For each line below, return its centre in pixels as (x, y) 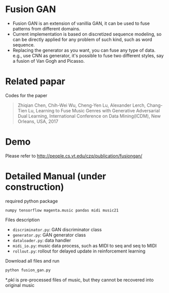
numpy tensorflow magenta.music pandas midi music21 (62, 210)
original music (20, 285)
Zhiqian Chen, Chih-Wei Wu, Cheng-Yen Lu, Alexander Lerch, (81, 105)
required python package (32, 201)
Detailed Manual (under (56, 176)
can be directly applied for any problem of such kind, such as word (82, 39)
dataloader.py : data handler (42, 240)
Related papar (35, 81)
